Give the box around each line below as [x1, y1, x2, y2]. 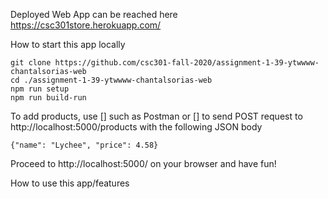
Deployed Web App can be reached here [10, 9, 178, 20]
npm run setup [10, 84, 70, 94]
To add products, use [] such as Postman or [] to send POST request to [10, 110, 303, 122]
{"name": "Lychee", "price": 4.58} [10, 140, 159, 150]
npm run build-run [10, 93, 87, 103]
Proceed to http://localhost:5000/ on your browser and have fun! [10, 158, 277, 169]
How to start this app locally [10, 39, 126, 50]
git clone [10, 58, 52, 68]
